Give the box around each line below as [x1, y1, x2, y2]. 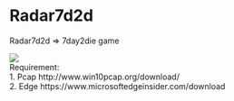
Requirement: [9, 61, 60, 72]
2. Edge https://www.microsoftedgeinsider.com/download [9, 80, 226, 91]
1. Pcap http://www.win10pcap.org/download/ [9, 71, 180, 82]
